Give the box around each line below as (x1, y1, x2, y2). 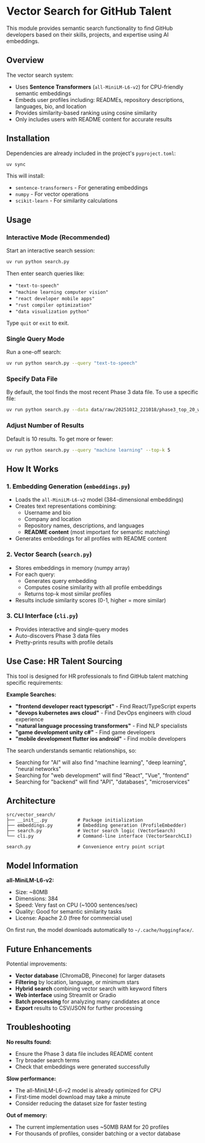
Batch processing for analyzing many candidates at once (15, 998, 160, 1005)
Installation (6, 133, 50, 144)
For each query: (15, 571, 56, 578)
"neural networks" (15, 765, 62, 773)
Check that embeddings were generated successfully (15, 1063, 150, 1070)
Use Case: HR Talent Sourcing (6, 656, 123, 666)
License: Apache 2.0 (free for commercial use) (15, 914, 133, 922)
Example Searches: (6, 691, 57, 698)
